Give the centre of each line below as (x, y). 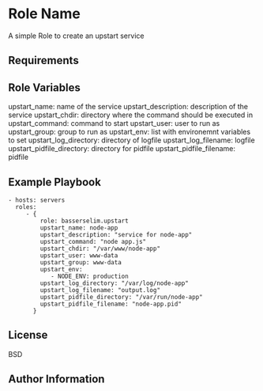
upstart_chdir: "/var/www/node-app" (100, 249)
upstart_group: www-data (81, 262)
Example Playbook (54, 182)
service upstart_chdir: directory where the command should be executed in (131, 115)
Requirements (43, 61)
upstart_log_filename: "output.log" (100, 290)
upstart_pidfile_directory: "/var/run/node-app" (121, 297)
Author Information (56, 380)
